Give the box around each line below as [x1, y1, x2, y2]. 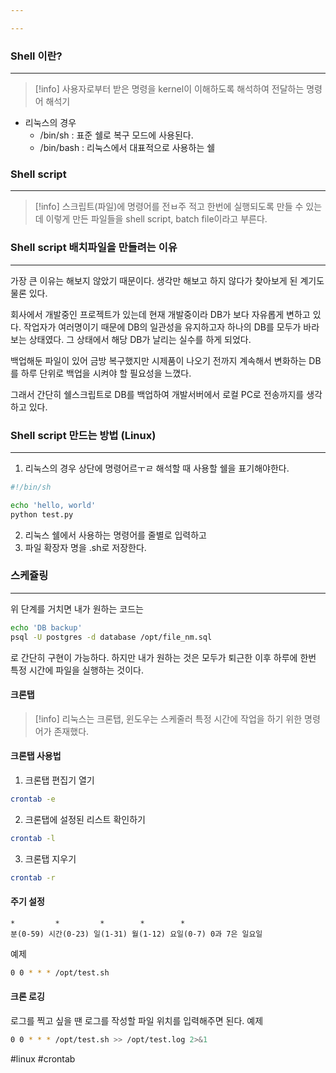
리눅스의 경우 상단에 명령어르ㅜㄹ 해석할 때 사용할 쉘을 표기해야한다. [24, 462, 290, 474]
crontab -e [10, 794, 56, 805]
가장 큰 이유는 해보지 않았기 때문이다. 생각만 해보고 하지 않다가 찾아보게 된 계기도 [10, 274, 325, 286]
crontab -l [10, 833, 56, 843]
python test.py [10, 509, 74, 520]
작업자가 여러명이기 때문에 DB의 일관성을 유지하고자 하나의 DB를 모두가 [23, 321, 302, 333]
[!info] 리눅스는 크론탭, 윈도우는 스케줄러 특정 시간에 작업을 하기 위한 [34, 712, 303, 725]
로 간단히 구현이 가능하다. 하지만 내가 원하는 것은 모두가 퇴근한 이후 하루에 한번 [10, 651, 317, 663]
